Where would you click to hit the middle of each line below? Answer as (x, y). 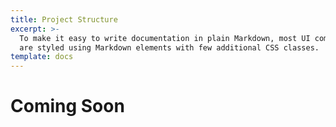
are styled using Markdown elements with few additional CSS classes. (169, 47)
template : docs (42, 57)
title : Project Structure (64, 19)
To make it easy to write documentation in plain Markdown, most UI (165, 38)
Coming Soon (67, 106)
